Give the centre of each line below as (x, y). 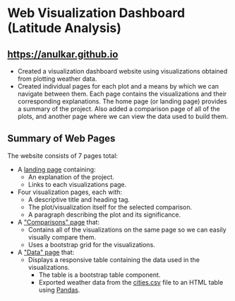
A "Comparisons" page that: (59, 222)
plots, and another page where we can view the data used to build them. (123, 116)
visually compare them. (62, 237)
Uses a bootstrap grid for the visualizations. (91, 244)
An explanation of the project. (71, 177)
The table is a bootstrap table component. (100, 275)
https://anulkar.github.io (63, 54)
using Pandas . (59, 290)
